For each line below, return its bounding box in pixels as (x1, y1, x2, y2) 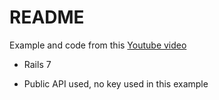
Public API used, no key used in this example (23, 77, 209, 90)
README (9, 6, 85, 29)
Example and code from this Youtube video (9, 39, 187, 51)
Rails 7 (23, 58, 52, 70)
